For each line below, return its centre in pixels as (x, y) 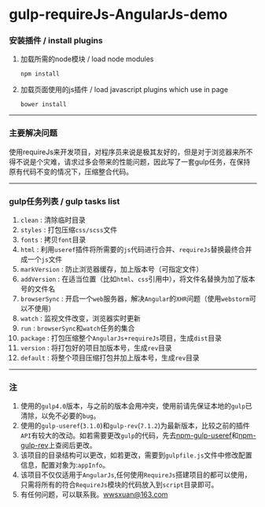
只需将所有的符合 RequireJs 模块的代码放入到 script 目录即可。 (119, 485)
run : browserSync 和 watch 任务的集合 (77, 328)
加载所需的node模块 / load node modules (87, 59)
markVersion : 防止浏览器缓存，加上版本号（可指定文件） (112, 269)
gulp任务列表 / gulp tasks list (64, 201)
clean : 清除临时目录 (53, 220)
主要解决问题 (33, 133)
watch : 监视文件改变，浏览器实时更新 (80, 318)
